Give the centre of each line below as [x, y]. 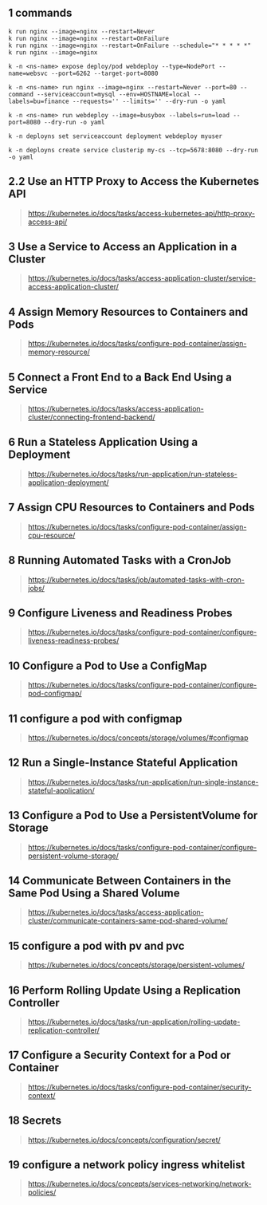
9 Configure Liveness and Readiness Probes [120, 613]
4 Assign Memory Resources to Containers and [128, 311]
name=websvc [28, 73]
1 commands [40, 13]
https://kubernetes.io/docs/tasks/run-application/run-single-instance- [143, 782]
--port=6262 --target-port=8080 [104, 73]
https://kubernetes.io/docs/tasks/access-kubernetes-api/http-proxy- [141, 213]
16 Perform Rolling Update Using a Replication [125, 990]
